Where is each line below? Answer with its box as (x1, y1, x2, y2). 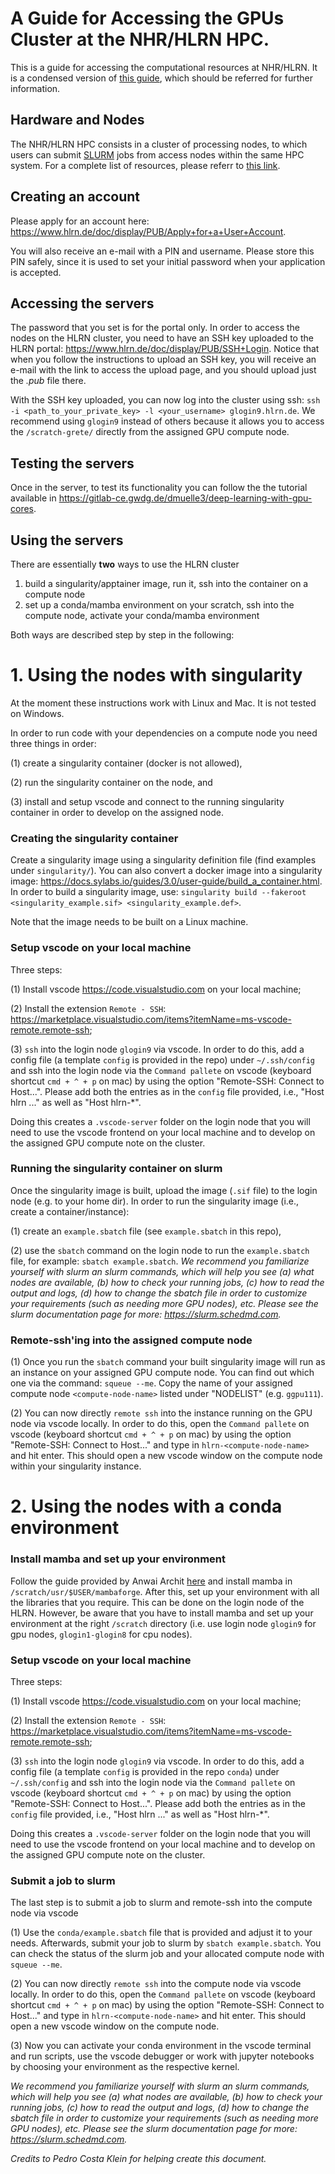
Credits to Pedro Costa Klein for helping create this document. (10, 2153, 267, 2165)
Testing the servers (10, 455, 135, 472)
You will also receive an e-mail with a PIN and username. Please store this (10, 245, 315, 257)
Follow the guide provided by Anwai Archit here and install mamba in (10, 1575, 293, 1587)
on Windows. (10, 707, 65, 719)
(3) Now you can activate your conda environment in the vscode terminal (10, 2040, 312, 2052)
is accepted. (10, 266, 62, 278)
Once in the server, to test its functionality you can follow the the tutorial (10, 482, 308, 494)
